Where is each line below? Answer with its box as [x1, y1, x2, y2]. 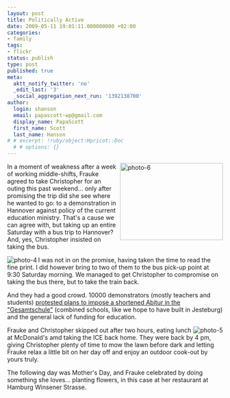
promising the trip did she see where [7, 192, 111, 199]
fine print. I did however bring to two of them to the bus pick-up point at [7, 263, 209, 271]
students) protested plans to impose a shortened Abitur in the [7, 299, 181, 306]
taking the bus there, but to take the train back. [7, 278, 140, 286]
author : [7, 99, 29, 106]
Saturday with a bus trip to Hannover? [7, 228, 114, 236]
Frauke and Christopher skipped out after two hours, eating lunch [7, 326, 192, 334]
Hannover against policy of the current [7, 206, 116, 214]
